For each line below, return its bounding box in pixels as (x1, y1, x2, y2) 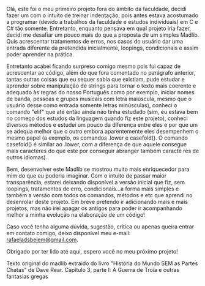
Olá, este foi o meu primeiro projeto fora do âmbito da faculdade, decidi (6, 6, 187, 12)
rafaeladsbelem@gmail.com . (6, 236, 78, 243)
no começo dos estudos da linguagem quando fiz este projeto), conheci (6, 115, 188, 122)
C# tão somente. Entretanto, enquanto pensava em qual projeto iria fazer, (6, 24, 192, 32)
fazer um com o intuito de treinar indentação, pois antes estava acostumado (6, 12, 199, 19)
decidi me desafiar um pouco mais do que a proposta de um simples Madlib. (6, 31, 199, 39)
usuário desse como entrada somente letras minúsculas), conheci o (6, 102, 177, 109)
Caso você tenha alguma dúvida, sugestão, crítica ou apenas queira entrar (6, 223, 195, 230)
